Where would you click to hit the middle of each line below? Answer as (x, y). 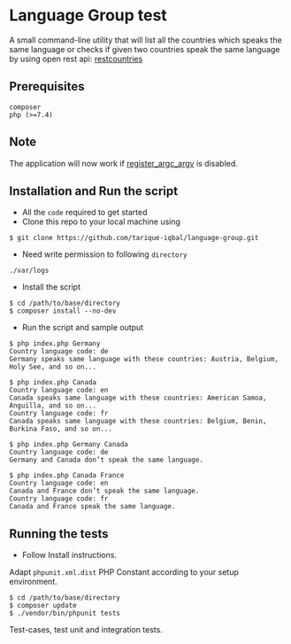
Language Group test (88, 16)
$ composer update (43, 606)
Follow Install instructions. (69, 555)
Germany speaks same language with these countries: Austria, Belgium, (144, 360)
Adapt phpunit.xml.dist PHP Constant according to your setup (124, 572)
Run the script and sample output (83, 328)
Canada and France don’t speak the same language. (104, 491)
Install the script (51, 287)
